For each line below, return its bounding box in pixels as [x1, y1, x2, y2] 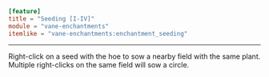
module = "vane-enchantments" [8, 22, 110, 30]
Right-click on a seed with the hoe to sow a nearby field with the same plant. [8, 52, 261, 61]
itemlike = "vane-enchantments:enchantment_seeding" [8, 29, 188, 37]
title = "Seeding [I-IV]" [8, 14, 94, 23]
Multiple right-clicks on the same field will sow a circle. [8, 60, 190, 69]
